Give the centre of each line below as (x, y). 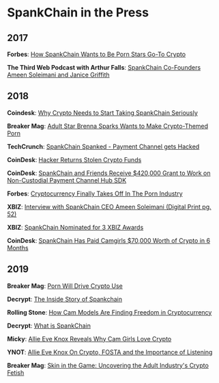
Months (18, 248)
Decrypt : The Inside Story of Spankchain (65, 299)
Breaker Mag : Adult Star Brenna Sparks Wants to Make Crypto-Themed (108, 126)
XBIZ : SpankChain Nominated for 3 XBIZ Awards (75, 227)
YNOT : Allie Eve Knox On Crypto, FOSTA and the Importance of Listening (110, 352)
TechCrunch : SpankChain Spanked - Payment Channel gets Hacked (103, 146)
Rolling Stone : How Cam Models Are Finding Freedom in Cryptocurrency (109, 312)
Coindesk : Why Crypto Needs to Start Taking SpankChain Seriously (102, 113)
